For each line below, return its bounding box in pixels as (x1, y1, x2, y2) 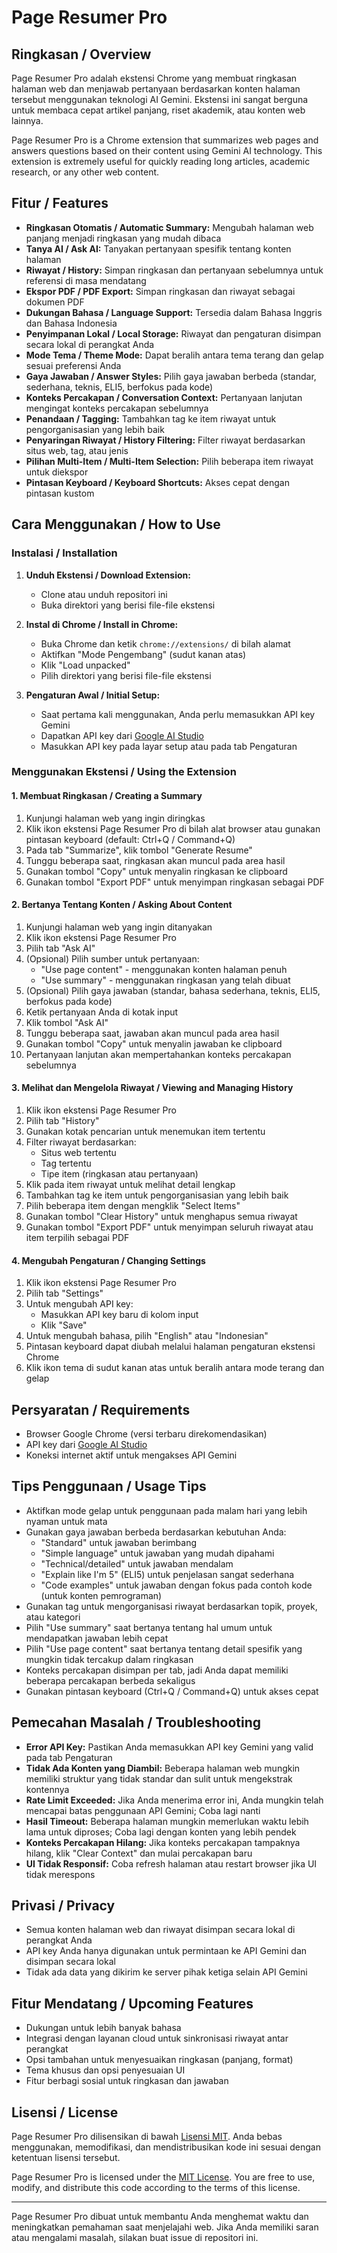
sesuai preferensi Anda (25, 359, 122, 371)
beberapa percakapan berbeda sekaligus (25, 1674, 196, 1686)
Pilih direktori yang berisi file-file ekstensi (40, 669, 212, 681)
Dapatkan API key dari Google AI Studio (40, 729, 204, 741)
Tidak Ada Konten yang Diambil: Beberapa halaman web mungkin (25, 1762, 301, 1774)
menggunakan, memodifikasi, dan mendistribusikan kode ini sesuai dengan (11, 2141, 321, 2153)
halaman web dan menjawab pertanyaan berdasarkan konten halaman (11, 83, 301, 95)
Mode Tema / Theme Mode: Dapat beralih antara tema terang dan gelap (25, 349, 324, 361)
